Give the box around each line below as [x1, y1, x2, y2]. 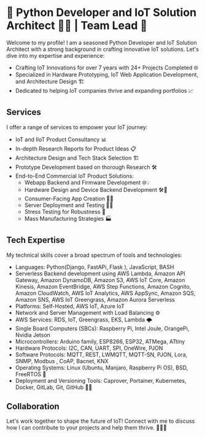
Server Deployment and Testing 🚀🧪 [24, 201, 114, 208]
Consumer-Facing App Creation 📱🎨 [24, 195, 114, 202]
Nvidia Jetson [15, 331, 51, 339]
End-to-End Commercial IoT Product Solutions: [15, 172, 134, 179]
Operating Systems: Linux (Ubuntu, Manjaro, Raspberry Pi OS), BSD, [15, 364, 188, 371]
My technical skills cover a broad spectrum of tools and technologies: [6, 251, 182, 259]
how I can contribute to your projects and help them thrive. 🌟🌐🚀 [6, 424, 167, 431]
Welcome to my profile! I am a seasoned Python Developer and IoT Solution [6, 39, 198, 46]
